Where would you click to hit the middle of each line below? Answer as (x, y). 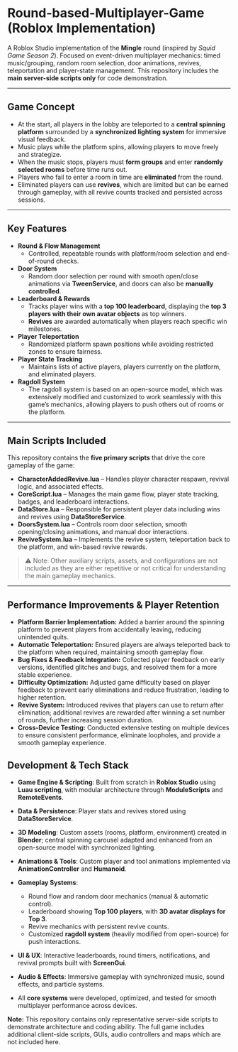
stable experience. (45, 675)
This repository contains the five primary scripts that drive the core (106, 458)
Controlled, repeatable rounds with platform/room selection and (121, 253)
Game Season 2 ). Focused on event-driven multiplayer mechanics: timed (114, 55)
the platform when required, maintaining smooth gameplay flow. (110, 652)
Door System (37, 269)
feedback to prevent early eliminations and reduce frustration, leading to (123, 690)
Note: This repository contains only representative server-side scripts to (113, 1019)
